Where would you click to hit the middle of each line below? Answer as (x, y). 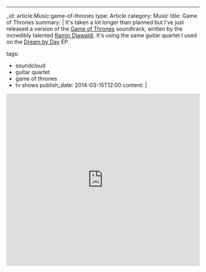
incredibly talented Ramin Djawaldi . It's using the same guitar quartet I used (102, 35)
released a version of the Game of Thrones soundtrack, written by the (94, 29)
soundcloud (30, 66)
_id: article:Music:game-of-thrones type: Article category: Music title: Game (102, 16)
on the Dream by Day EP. (38, 42)
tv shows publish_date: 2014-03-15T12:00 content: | (81, 85)
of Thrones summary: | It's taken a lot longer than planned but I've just (95, 22)
